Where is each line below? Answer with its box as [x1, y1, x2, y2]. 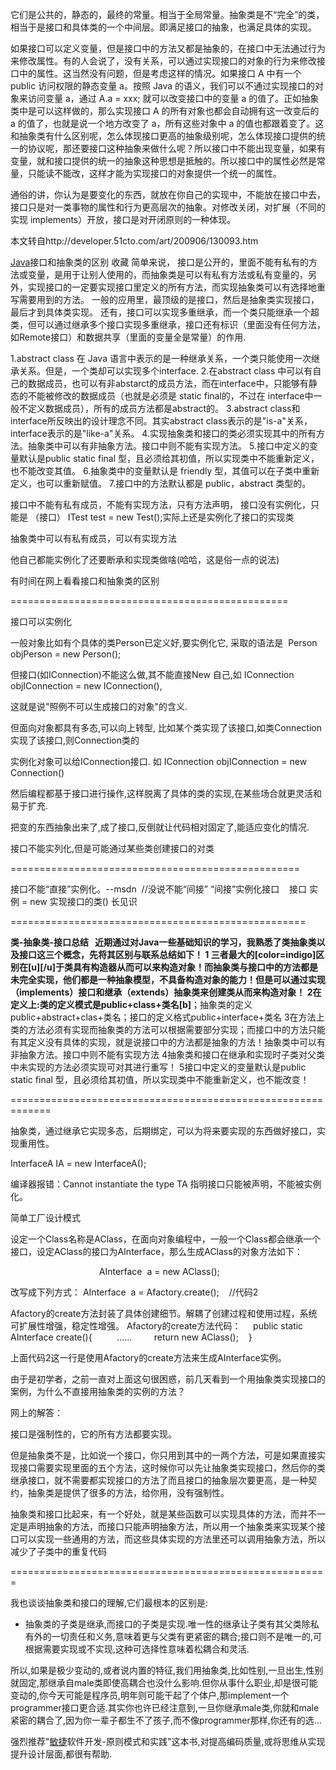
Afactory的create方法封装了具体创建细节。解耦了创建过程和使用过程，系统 [10, 1308, 318, 1319]
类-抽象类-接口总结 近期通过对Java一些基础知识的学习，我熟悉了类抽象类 [10, 936, 317, 948]
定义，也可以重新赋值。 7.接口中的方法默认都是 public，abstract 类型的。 [10, 478, 312, 489]
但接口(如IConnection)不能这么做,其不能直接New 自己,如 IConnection [10, 669, 295, 680]
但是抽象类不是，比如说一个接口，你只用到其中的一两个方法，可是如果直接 [10, 1449, 317, 1461]
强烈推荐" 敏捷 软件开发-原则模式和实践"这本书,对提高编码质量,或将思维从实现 [10, 1736, 326, 1747]
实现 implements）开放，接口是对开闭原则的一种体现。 [10, 214, 237, 225]
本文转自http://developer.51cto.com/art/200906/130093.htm [10, 235, 259, 247]
